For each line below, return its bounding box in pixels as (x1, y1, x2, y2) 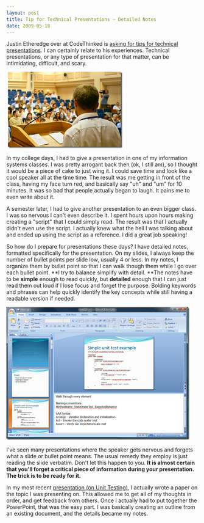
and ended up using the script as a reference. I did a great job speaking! (6, 231, 188, 238)
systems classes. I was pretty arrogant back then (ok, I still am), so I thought (6, 161, 198, 168)
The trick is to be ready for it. (6, 472, 81, 480)
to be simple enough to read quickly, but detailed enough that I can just (6, 276, 187, 283)
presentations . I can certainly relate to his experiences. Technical (6, 46, 170, 54)
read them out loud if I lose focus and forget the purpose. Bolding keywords (6, 282, 197, 290)
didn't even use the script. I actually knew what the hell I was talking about (6, 225, 193, 232)
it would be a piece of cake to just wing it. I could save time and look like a (6, 167, 192, 175)
